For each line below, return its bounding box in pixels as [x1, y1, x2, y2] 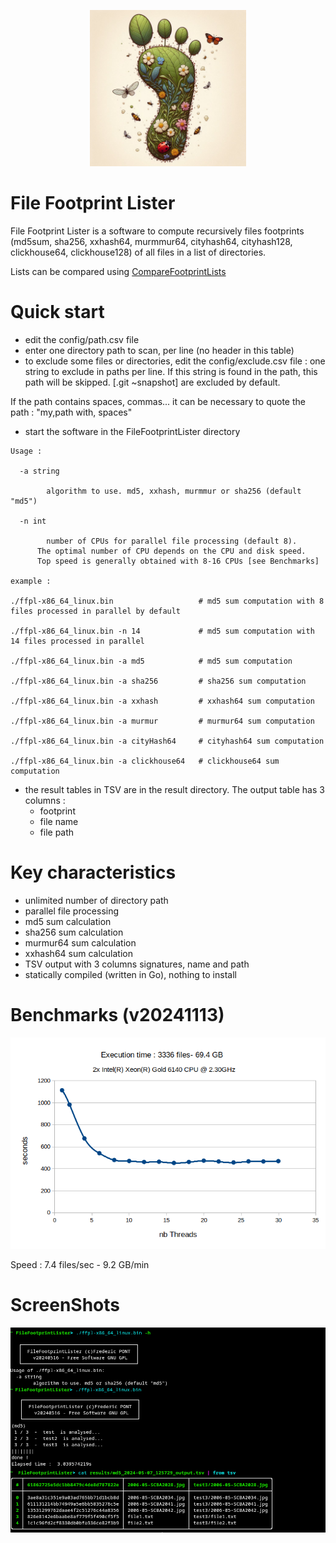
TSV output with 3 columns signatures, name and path [24, 958, 250, 970]
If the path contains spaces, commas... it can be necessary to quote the [10, 395, 306, 407]
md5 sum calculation [24, 915, 112, 927]
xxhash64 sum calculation [24, 947, 133, 959]
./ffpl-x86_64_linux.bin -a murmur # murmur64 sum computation [10, 716, 315, 726]
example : [10, 576, 52, 586]
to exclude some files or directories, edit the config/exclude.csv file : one [24, 355, 326, 367]
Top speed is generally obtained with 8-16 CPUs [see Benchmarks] [36, 556, 320, 566]
